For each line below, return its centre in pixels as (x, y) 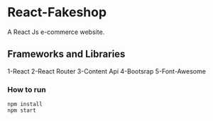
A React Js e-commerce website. (56, 32)
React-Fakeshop (57, 12)
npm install (25, 104)
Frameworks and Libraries (66, 54)
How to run (27, 89)
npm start (22, 110)
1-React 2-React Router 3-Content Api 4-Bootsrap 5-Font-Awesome (106, 71)
